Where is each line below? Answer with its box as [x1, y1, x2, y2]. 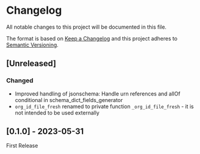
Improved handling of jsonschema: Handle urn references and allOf [14, 90, 181, 97]
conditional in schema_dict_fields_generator [14, 96, 124, 103]
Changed [6, 76, 34, 85]
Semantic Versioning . [6, 41, 59, 48]
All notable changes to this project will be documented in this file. [6, 23, 167, 30]
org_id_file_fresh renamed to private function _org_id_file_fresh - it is [14, 103, 194, 110]
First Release [6, 142, 38, 149]
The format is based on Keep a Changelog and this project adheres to [6, 35, 178, 42]
